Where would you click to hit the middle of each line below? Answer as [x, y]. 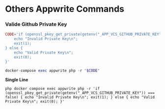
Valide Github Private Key [36, 24]
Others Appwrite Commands [65, 9]
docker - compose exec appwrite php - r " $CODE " [52, 70]
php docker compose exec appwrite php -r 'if [52, 89]
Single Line [17, 80]
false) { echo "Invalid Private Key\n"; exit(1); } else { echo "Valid [80, 97]
